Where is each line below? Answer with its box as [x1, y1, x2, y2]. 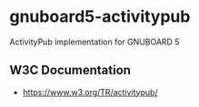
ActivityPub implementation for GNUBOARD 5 [9, 36, 180, 47]
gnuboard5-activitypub [9, 6, 191, 27]
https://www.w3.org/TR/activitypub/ [22, 86, 158, 97]
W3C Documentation [9, 63, 132, 78]
